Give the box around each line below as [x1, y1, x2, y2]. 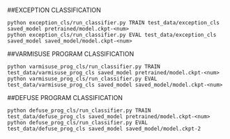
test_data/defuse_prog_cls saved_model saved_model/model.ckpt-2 [7, 125, 201, 132]
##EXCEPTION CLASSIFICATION [7, 6, 101, 14]
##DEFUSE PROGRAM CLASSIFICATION [7, 94, 123, 101]
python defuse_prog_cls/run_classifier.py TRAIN [7, 107, 151, 114]
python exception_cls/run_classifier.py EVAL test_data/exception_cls [7, 31, 217, 38]
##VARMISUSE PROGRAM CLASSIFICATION [7, 50, 135, 58]
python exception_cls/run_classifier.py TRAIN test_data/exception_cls [7, 19, 220, 26]
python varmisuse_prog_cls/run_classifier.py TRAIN [7, 63, 160, 70]
